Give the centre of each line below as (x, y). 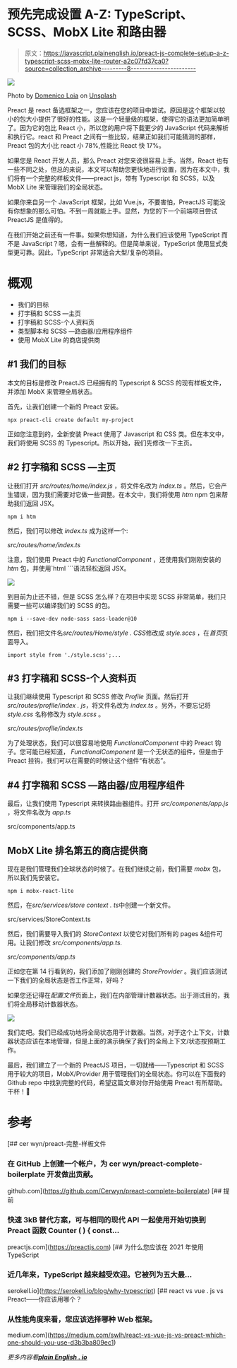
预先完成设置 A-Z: (59, 14)
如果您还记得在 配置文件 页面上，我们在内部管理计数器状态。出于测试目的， (115, 995)
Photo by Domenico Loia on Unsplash (62, 95)
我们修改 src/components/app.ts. (74, 942)
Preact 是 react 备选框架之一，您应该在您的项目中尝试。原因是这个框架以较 (116, 110)
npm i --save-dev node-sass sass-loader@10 (72, 619)
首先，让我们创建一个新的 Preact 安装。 (65, 407)
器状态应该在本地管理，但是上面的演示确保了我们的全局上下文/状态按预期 (114, 1041)
